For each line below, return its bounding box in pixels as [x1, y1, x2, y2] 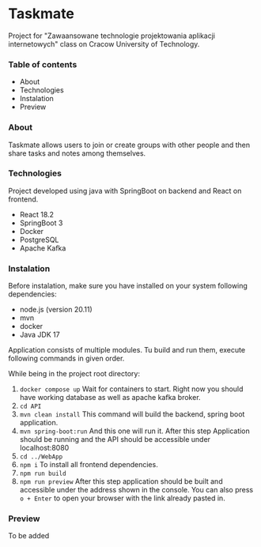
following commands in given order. [8, 353, 125, 364]
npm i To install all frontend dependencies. [19, 460, 158, 470]
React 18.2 [19, 209, 54, 219]
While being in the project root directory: [8, 369, 141, 379]
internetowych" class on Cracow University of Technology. [8, 39, 200, 48]
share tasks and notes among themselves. [8, 148, 146, 158]
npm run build [19, 470, 66, 478]
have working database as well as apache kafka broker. [19, 393, 201, 402]
